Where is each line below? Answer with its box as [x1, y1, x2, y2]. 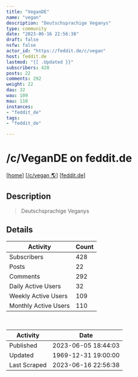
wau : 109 [6, 92, 28, 98]
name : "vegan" [6, 14, 42, 20]
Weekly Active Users [9, 292, 68, 300]
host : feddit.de [6, 53, 47, 59]
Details [6, 225, 33, 235]
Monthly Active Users [9, 301, 70, 310]
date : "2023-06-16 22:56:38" [6, 31, 79, 37]
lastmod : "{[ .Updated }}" [6, 59, 74, 65]
